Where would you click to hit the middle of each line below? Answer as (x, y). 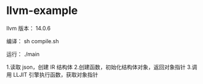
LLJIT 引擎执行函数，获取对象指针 (56, 74)
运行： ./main (23, 54)
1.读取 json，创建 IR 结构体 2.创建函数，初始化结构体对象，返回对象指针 (96, 67)
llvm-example (42, 11)
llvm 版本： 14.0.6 (28, 28)
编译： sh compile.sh (33, 41)
